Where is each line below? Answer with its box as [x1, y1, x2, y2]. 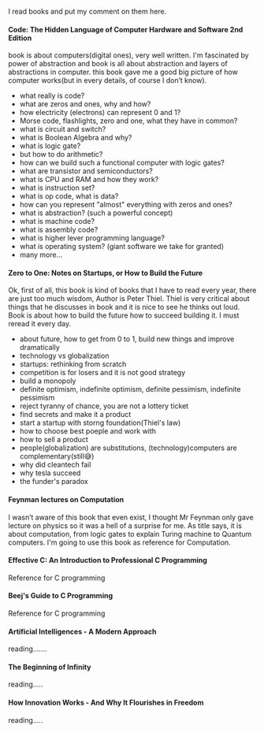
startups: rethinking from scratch [19, 359, 127, 369]
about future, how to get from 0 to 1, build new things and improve [19, 334, 235, 344]
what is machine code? [19, 217, 95, 226]
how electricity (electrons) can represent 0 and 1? [19, 108, 181, 117]
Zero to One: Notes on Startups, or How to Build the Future [8, 268, 203, 277]
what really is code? [19, 91, 85, 101]
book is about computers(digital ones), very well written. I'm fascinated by [8, 50, 250, 60]
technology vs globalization [19, 351, 110, 361]
